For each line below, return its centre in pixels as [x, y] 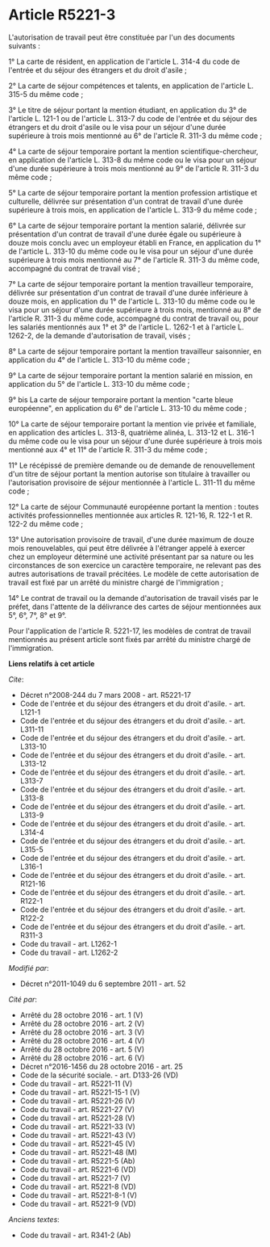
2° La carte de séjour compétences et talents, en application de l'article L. [131, 86]
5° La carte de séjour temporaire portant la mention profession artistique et [133, 192]
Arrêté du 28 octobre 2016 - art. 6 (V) [82, 1058]
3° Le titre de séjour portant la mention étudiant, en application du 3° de [128, 110]
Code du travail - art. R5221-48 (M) [79, 1152]
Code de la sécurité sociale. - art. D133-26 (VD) [99, 1075]
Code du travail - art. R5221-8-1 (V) [79, 1195]
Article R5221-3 [62, 15]
